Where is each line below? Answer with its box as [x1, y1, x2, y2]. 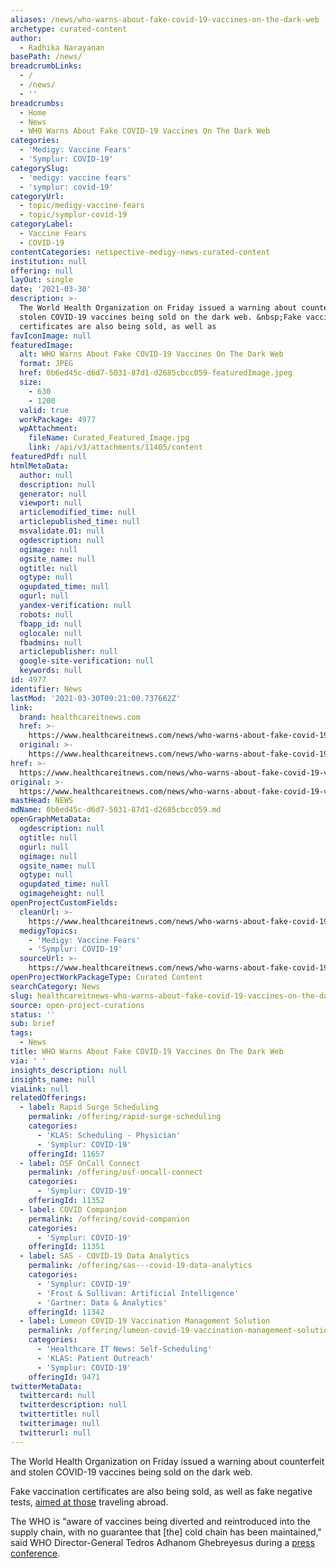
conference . [10, 1547, 61, 1559]
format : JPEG [19, 359, 74, 369]
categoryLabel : [10, 219, 74, 230]
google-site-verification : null [19, 656, 155, 666]
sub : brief [10, 1019, 56, 1029]
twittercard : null [19, 1391, 97, 1401]
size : [19, 377, 43, 387]
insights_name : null [10, 1074, 97, 1085]
